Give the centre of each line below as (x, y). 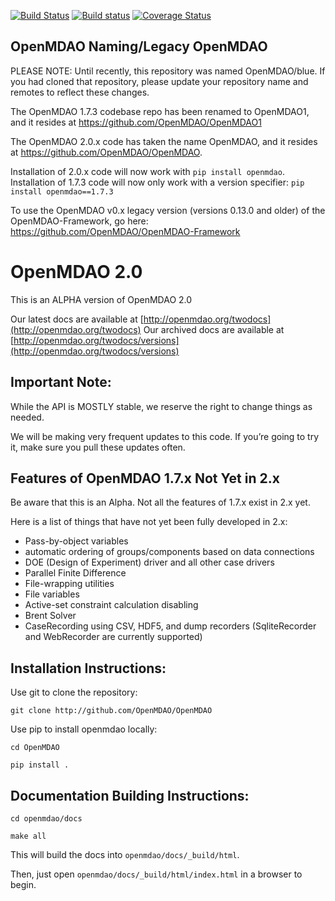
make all (28, 836)
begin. (23, 884)
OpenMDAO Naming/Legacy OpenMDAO (139, 46)
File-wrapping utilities (69, 584)
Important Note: (61, 382)
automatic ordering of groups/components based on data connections (169, 552)
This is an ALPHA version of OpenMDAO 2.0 (101, 299)
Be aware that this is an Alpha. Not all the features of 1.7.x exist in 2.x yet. (160, 502)
